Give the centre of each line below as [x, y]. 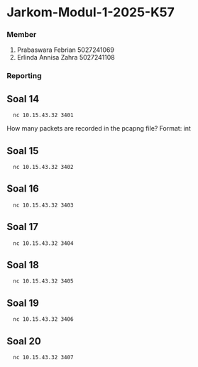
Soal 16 [23, 189]
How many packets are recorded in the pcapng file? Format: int [99, 128]
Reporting [24, 76]
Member [22, 35]
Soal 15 [23, 151]
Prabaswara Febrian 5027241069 [66, 50]
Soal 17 [22, 227]
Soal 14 [23, 99]
